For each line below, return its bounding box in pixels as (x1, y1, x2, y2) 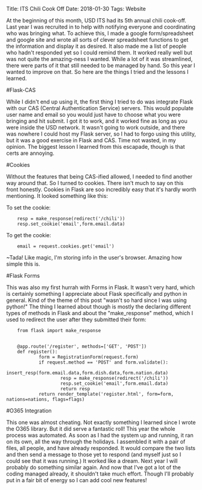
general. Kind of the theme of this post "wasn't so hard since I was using (6, 296, 187, 304)
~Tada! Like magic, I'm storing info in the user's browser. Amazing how (6, 254, 182, 261)
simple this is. (6, 260, 40, 267)
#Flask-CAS (6, 87, 36, 93)
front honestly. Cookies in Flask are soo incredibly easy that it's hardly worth (6, 186, 197, 193)
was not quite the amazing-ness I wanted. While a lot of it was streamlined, (6, 56, 193, 62)
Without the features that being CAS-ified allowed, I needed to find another (6, 173, 193, 180)
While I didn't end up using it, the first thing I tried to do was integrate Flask (6, 98, 193, 105)
